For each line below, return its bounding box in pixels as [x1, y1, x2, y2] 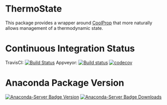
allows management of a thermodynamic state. [5, 25, 104, 31]
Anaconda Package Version [5, 77, 124, 89]
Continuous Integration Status [5, 43, 135, 55]
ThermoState [5, 3, 62, 15]
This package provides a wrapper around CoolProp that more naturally [5, 20, 153, 26]
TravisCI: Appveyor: [5, 59, 77, 66]
